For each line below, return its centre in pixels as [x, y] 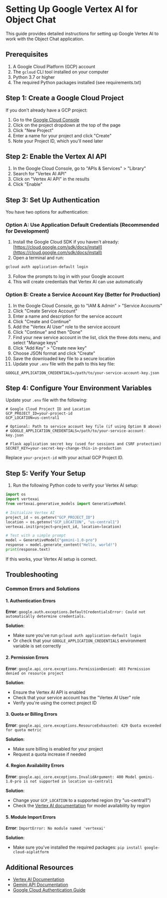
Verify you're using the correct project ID [55, 703]
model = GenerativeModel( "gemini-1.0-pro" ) [51, 540]
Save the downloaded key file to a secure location [64, 358]
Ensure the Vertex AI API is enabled [49, 692]
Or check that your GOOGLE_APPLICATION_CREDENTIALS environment [79, 641]
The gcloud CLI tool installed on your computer [61, 72]
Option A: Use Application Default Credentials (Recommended [83, 225]
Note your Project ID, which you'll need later [58, 141]
